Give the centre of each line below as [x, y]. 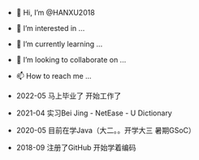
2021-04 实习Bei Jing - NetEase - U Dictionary [94, 113]
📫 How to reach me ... [54, 76]
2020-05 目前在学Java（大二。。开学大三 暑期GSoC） [106, 130]
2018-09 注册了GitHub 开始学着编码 [76, 147]
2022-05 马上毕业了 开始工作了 [69, 96]
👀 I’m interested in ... [50, 28]
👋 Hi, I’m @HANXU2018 [55, 13]
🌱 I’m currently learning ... [59, 44]
